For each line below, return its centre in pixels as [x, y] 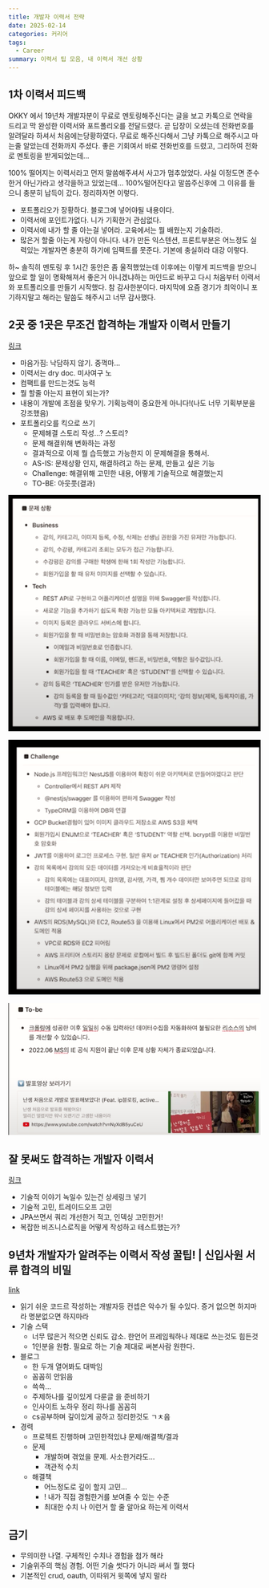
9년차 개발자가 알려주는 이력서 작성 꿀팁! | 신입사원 [126, 1255]
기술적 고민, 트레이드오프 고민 [66, 1207]
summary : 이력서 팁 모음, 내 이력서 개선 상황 [75, 59]
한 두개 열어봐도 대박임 [67, 1367]
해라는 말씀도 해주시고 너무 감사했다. [99, 297]
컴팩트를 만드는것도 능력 [58, 383]
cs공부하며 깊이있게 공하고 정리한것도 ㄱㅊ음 [101, 1417]
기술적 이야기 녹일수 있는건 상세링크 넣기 [83, 1197]
